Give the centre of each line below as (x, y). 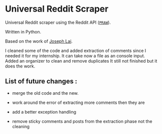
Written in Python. (23, 32)
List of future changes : (41, 81)
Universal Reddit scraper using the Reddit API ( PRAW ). (58, 22)
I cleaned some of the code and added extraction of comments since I (76, 50)
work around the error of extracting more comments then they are (78, 102)
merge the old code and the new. (45, 93)
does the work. (20, 66)
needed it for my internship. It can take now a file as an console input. (75, 56)
